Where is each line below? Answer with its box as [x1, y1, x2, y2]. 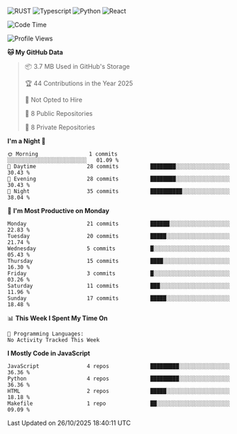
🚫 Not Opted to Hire [24, 96, 83, 104]
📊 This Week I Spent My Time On [7, 314, 108, 322]
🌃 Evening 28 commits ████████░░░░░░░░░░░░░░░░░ [7, 175, 231, 183]
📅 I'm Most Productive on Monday [7, 207, 110, 215]
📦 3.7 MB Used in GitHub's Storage [24, 63, 130, 70]
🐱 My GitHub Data [7, 48, 64, 56]
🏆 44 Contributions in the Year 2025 [24, 79, 133, 87]
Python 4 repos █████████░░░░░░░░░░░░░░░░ [7, 375, 231, 382]
